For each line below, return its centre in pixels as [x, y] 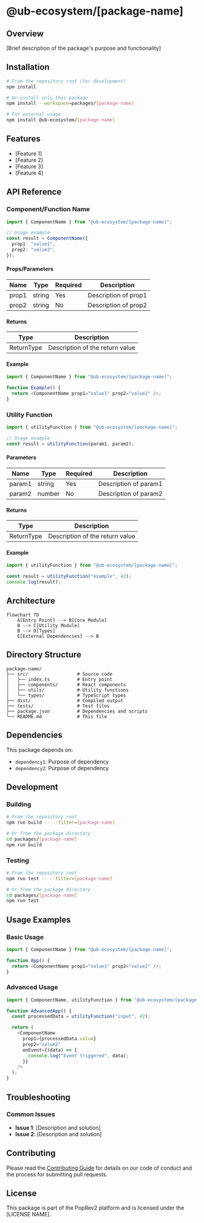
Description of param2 [130, 494]
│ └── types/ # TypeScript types [66, 695]
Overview [25, 34]
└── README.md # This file [57, 717]
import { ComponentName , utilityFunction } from [69, 1000]
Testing [18, 860]
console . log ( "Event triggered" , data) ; [79, 1055]
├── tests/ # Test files [58, 706]
